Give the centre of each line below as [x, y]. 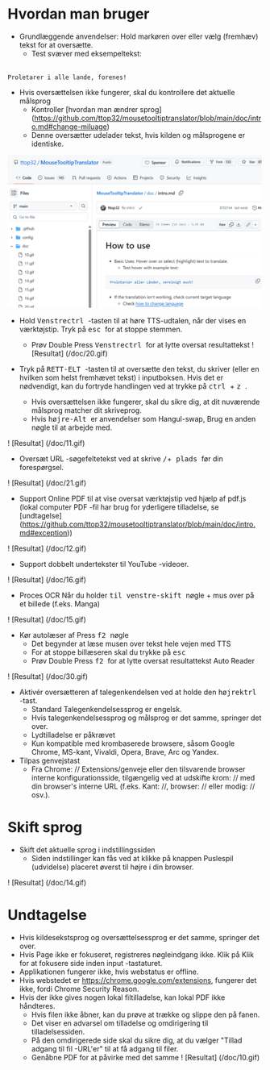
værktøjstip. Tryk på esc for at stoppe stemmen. [101, 329]
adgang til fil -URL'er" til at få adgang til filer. [105, 1048]
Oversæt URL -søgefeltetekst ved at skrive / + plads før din [121, 458]
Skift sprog [45, 827]
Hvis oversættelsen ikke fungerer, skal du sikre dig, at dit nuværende [145, 402]
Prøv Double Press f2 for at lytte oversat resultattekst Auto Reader [143, 660]
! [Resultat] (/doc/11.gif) [46, 443]
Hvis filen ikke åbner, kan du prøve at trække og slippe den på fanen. [145, 1014]
